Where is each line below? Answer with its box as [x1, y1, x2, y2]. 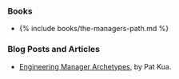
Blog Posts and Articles [7, 44, 101, 55]
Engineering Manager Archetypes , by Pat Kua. [18, 61, 172, 71]
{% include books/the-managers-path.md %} [18, 24, 169, 34]
